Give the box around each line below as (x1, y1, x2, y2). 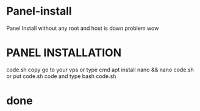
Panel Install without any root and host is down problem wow (6, 24, 159, 32)
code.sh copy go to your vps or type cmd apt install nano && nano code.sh (6, 66, 194, 73)
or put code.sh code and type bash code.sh (6, 72, 116, 80)
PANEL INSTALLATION (6, 46, 122, 60)
